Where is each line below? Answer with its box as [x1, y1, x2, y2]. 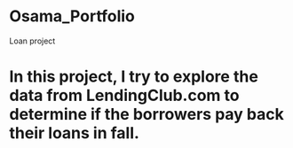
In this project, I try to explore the [9, 66, 259, 87]
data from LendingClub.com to [9, 86, 240, 105]
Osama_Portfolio [9, 6, 136, 27]
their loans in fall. [9, 123, 140, 144]
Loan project [9, 35, 56, 46]
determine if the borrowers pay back [9, 105, 284, 125]
